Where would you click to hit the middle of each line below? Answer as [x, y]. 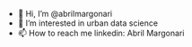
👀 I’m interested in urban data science [88, 23]
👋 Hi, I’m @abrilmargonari [65, 14]
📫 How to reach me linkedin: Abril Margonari [101, 33]
